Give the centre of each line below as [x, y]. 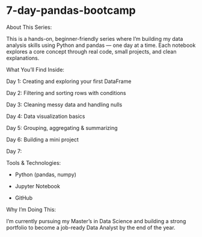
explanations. [23, 58]
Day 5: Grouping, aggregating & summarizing [62, 128]
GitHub [24, 198]
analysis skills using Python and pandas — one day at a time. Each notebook [101, 45]
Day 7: [14, 151]
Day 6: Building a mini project [43, 140]
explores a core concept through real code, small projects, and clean [91, 51]
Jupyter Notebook [37, 186]
